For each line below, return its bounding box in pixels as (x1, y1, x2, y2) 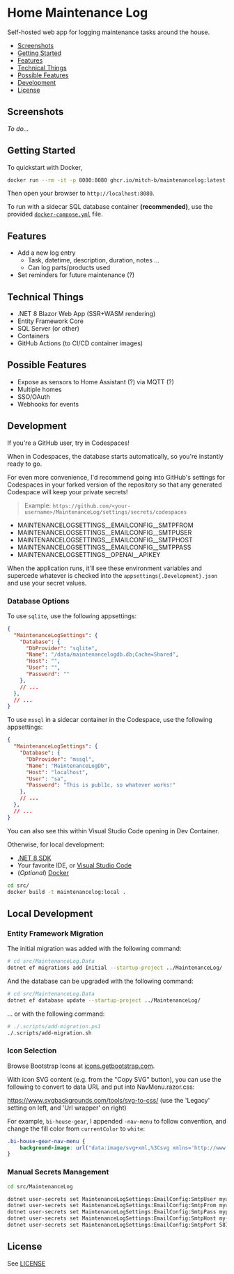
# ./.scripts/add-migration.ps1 (7, 1023, 101, 1030)
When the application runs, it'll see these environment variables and (7, 564, 202, 572)
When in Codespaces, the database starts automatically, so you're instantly (7, 452, 224, 460)
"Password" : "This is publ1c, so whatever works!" (25, 782, 176, 789)
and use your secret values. (7, 579, 87, 587)
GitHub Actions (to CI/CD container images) (17, 339, 143, 347)
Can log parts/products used (27, 263, 111, 272)
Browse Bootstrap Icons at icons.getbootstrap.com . (7, 1062, 155, 1070)
